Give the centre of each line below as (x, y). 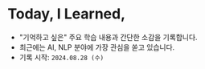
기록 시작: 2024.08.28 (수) (61, 57)
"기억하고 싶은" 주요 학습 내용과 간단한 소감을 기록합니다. (108, 37)
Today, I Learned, (67, 14)
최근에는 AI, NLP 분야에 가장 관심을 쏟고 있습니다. (97, 47)
